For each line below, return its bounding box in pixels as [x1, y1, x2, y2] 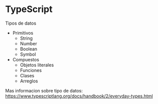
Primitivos [12, 30, 34, 36]
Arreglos [20, 78, 38, 84]
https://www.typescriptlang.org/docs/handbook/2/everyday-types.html [5, 93, 153, 99]
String [20, 35, 33, 41]
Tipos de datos [5, 20, 37, 26]
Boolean [20, 46, 38, 52]
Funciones [20, 67, 42, 73]
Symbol [20, 51, 36, 57]
